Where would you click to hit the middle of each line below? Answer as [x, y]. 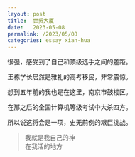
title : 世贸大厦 [31, 21]
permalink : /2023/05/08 [43, 34]
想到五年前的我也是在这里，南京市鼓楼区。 [70, 92]
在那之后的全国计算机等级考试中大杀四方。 [70, 107]
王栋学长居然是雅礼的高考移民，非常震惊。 [70, 77]
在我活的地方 [43, 146]
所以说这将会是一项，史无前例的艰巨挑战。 [70, 123]
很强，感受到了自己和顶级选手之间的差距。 [70, 62]
